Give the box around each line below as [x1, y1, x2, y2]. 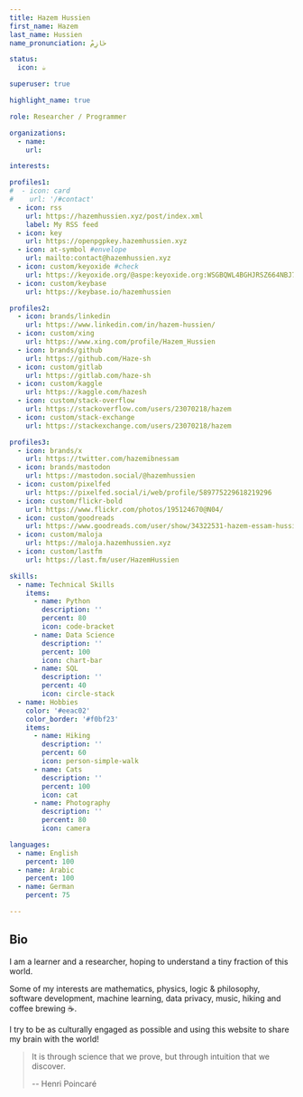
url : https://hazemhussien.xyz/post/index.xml [25, 212, 204, 221]
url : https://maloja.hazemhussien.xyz [25, 539, 171, 548]
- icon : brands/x [17, 446, 83, 455]
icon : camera [41, 824, 91, 833]
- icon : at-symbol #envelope [17, 245, 127, 254]
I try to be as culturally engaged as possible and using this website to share [9, 1024, 290, 1035]
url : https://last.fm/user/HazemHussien [25, 555, 179, 564]
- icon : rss [17, 203, 63, 213]
